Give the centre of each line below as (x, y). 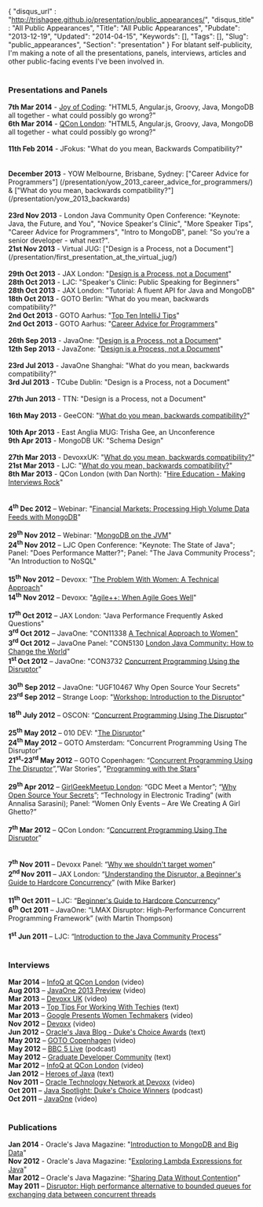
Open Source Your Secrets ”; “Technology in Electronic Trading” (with (120, 795)
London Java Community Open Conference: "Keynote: (152, 216)
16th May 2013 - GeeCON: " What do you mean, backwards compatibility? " (129, 416)
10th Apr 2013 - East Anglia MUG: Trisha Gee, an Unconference (111, 432)
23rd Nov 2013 (33, 216)
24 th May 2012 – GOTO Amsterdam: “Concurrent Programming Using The (128, 742)
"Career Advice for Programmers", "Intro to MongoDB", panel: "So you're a (129, 232)
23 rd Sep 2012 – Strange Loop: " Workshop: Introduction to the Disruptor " (127, 696)
